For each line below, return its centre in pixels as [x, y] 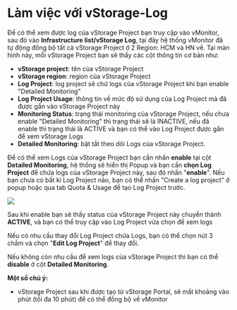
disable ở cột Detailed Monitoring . [58, 264]
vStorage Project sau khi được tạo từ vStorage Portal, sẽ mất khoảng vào [123, 292]
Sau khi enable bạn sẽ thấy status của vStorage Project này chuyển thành [114, 214]
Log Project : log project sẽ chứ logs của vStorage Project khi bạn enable [123, 83]
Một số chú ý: [28, 278]
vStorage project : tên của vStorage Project [80, 68]
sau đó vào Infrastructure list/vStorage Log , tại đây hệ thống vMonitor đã [115, 40]
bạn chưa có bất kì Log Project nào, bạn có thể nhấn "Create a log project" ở [119, 180]
